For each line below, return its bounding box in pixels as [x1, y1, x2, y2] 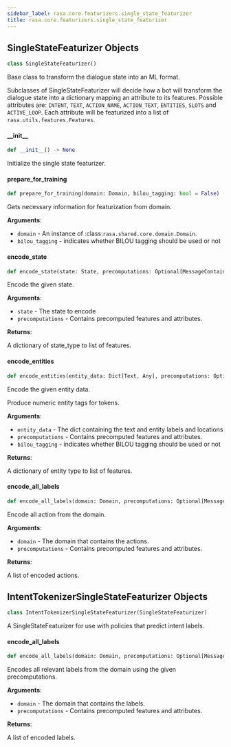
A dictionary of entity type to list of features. [7, 467, 133, 475]
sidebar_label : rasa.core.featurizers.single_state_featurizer [7, 10, 192, 17]
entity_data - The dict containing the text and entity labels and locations [16, 425, 223, 434]
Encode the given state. [7, 280, 74, 289]
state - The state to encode [16, 307, 96, 316]
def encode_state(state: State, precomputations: [7, 268, 153, 275]
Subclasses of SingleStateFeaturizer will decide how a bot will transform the [7, 86, 223, 95]
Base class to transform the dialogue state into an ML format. [7, 73, 180, 81]
